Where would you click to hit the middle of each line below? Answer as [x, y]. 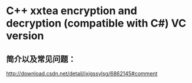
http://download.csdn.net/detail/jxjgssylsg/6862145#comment [82, 74]
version [25, 36]
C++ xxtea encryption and [72, 11]
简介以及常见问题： [41, 59]
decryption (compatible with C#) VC [96, 23]
